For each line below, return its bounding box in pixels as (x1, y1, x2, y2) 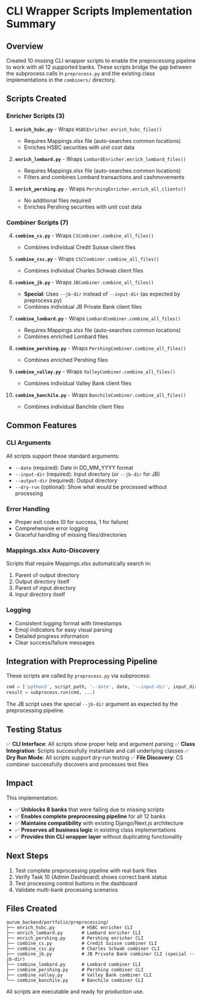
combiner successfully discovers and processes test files (6, 760, 148, 768)
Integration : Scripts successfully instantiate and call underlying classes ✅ (6, 747, 189, 754)
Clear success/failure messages (14, 639, 95, 646)
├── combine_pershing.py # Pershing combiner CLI (6, 967, 144, 973)
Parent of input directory (14, 584, 76, 592)
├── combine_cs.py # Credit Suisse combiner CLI (6, 941, 158, 947)
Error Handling (6, 505, 50, 513)
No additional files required (23, 197, 91, 204)
